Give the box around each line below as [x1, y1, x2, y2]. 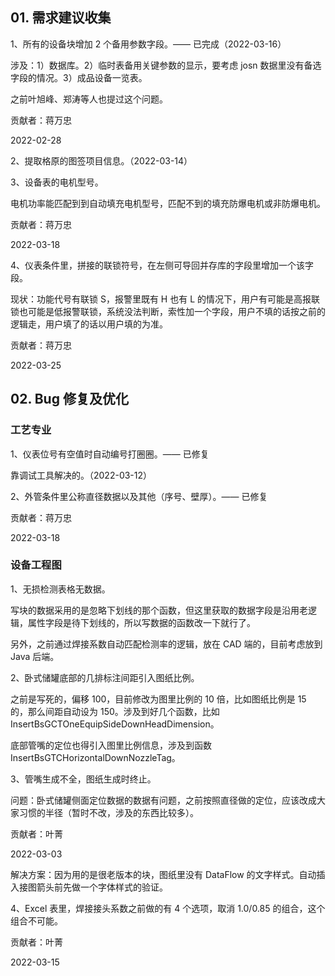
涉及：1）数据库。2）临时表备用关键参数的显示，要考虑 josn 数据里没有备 [10, 59, 313, 71]
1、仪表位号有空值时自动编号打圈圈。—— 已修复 [10, 448, 210, 460]
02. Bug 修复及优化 [10, 391, 129, 408]
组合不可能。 [10, 914, 63, 927]
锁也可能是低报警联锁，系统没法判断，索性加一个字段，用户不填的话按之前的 [10, 305, 326, 317]
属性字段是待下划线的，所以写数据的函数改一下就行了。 [27, 616, 256, 628]
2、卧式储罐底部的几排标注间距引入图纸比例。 [10, 671, 200, 683]
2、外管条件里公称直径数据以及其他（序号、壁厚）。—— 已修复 [10, 490, 268, 502]
